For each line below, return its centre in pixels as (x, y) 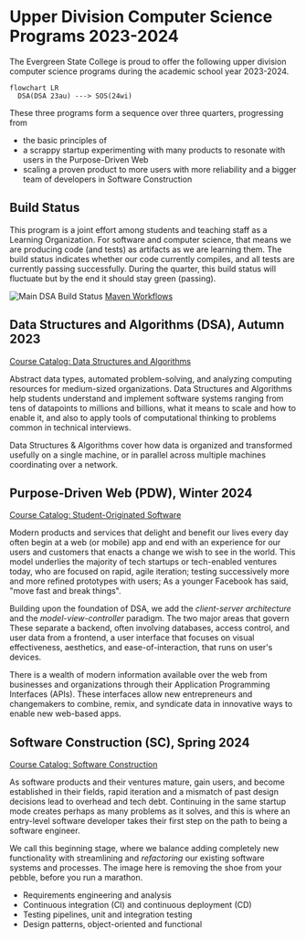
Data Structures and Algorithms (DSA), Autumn (147, 325)
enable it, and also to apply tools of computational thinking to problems (143, 417)
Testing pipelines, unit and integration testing (107, 914)
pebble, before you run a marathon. (76, 878)
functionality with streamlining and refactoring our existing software (137, 858)
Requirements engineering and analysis (97, 895)
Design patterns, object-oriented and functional (112, 924)
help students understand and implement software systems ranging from (147, 398)
